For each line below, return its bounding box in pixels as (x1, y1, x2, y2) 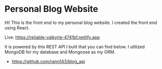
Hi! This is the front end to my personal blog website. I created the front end (4, 20, 157, 25)
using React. (4, 24, 30, 30)
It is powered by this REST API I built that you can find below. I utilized (4, 44, 145, 49)
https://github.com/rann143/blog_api (11, 58, 85, 64)
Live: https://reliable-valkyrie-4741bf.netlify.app (4, 34, 100, 40)
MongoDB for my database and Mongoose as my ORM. (4, 49, 116, 55)
